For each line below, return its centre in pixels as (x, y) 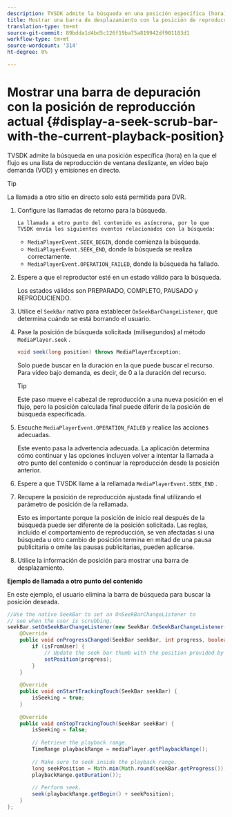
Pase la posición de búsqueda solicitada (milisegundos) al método (111, 331)
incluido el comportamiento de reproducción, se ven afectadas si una (116, 532)
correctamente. (49, 256)
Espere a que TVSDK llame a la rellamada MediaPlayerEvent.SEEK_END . (117, 483)
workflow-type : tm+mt (38, 39)
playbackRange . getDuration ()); (77, 775)
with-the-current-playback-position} (116, 136)
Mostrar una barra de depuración (104, 92)
